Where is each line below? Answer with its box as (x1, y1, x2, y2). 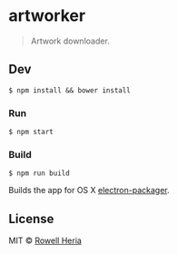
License (8, 210, 54, 227)
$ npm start (8, 128, 54, 137)
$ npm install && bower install (8, 85, 131, 95)
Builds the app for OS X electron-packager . (8, 185, 170, 196)
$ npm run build (8, 169, 70, 178)
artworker (8, 5, 86, 26)
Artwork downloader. (30, 35, 110, 46)
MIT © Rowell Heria (8, 235, 83, 246)
